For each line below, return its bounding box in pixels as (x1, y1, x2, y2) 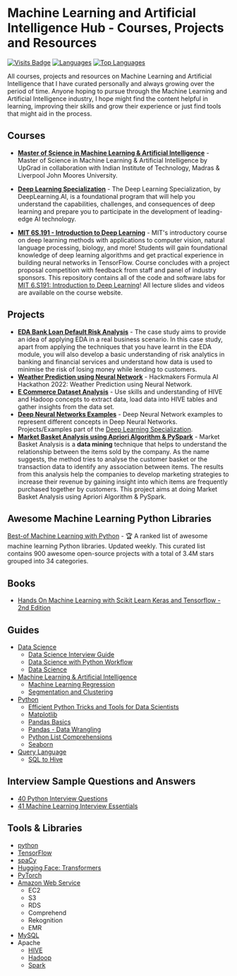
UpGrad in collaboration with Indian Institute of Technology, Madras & (17, 164, 220, 172)
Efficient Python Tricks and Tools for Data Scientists (28, 703, 179, 711)
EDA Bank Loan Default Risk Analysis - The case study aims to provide (17, 327, 226, 336)
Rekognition (28, 915, 63, 925)
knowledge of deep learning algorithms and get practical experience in (17, 250, 224, 259)
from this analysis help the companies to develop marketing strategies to (17, 470, 229, 478)
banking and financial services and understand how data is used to (17, 358, 213, 366)
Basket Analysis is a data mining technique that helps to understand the (17, 439, 227, 449)
